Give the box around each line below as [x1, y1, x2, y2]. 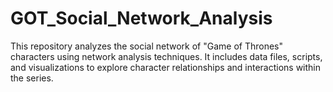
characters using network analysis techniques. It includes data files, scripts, [10, 50, 323, 62]
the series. [10, 72, 54, 84]
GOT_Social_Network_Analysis [10, 7, 273, 30]
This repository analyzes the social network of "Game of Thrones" [10, 40, 284, 52]
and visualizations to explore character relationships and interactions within [10, 61, 322, 73]
